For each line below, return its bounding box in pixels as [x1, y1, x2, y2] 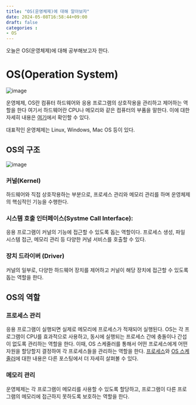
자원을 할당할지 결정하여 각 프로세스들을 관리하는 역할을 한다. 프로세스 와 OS [6, 348, 179, 355]
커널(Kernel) [6, 176, 41, 185]
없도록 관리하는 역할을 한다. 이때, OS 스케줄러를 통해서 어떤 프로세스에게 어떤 [12, 340, 188, 348]
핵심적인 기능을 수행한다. [12, 198, 69, 205]
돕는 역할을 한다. [6, 274, 44, 281]
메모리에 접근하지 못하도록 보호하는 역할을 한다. [21, 393, 130, 400]
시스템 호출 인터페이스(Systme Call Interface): [6, 214, 133, 223]
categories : [6, 25, 38, 31]
